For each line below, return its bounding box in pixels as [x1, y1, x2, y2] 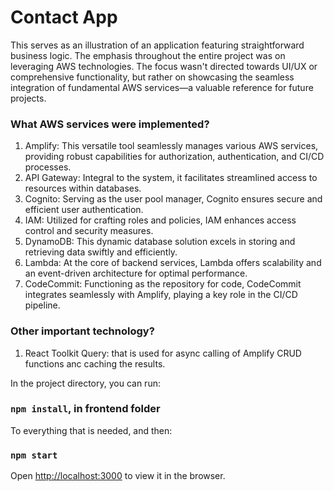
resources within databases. [24, 182, 142, 195]
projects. [10, 92, 47, 104]
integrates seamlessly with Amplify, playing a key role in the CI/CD [24, 289, 298, 301]
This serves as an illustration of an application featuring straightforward [10, 39, 305, 51]
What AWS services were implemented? [10, 117, 210, 131]
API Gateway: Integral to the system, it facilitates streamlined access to [24, 172, 318, 184]
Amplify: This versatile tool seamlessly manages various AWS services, [24, 140, 319, 152]
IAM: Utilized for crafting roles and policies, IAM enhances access [24, 214, 297, 226]
